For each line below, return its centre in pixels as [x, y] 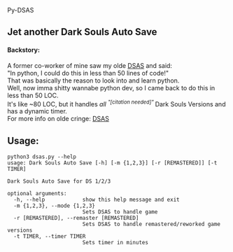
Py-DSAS [21, 10]
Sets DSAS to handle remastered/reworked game [151, 224]
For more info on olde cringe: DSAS [58, 119]
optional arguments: [37, 194]
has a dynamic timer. [37, 111]
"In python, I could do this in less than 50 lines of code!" [88, 73]
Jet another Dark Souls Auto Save [82, 32]
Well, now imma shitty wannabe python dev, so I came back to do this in [111, 87]
